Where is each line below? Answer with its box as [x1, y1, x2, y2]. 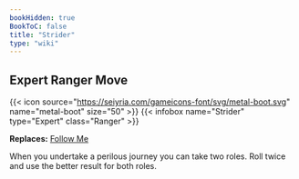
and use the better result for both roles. [9, 161, 158, 172]
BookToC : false [9, 22, 67, 31]
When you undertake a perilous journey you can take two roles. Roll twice [9, 151, 286, 162]
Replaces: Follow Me [9, 134, 89, 144]
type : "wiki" [9, 38, 59, 48]
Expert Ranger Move [9, 72, 129, 87]
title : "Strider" [9, 30, 76, 39]
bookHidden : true [9, 13, 76, 23]
